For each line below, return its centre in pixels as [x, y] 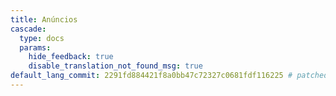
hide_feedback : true [71, 57]
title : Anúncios [44, 19]
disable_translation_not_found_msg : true [115, 66]
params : [35, 47]
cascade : [28, 29]
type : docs [42, 38]
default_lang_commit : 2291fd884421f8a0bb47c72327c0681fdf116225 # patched [169, 76]
